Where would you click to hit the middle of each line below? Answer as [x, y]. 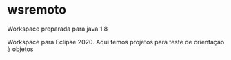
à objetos [20, 49]
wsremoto [37, 10]
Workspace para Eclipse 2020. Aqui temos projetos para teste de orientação [116, 42]
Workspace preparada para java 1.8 [58, 29]
